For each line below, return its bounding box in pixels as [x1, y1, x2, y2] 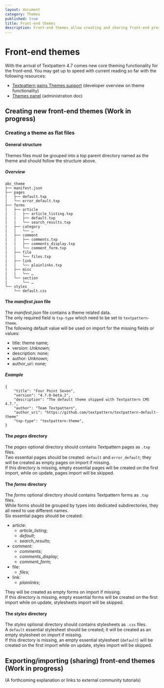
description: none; [12, 350, 49, 356]
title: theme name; [12, 340, 49, 346]
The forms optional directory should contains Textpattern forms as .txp [5, 492, 149, 498]
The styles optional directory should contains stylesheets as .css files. [5, 621, 147, 627]
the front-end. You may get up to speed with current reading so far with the [5, 68, 157, 74]
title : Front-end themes [5, 21, 56, 26]
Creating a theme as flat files [5, 129, 75, 136]
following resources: [5, 73, 46, 79]
